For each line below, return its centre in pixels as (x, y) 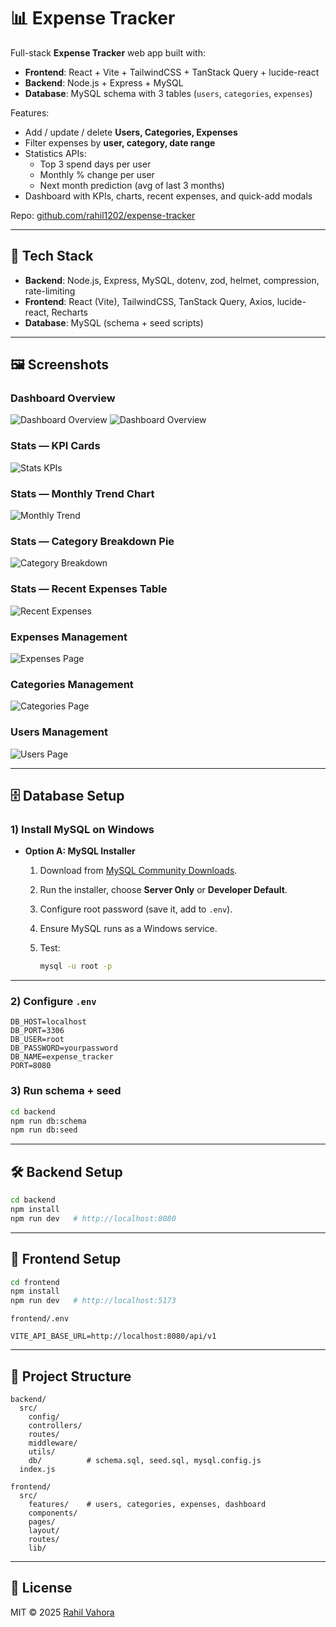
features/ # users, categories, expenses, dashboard (147, 1504)
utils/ (42, 1451)
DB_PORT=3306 (37, 1031)
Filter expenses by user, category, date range (120, 142)
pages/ (42, 1521)
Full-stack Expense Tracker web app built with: (108, 52)
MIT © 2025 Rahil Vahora (62, 1612)
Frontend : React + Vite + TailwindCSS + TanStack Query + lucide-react (172, 72)
